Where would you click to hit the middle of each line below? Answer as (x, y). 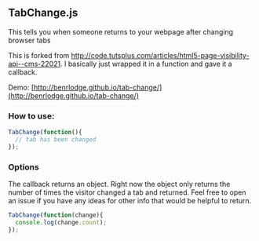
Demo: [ (21, 87)
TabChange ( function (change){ (56, 215)
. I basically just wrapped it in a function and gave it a (146, 64)
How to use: (31, 115)
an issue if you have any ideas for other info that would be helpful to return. (130, 201)
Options (24, 166)
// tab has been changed (56, 139)
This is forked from (39, 55)
